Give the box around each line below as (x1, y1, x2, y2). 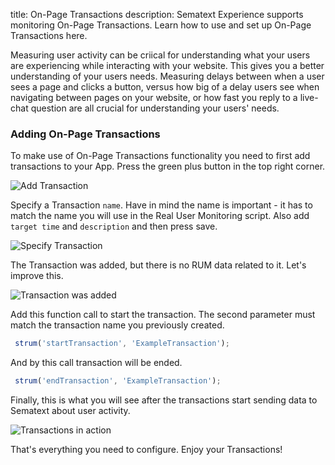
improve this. (10, 270, 64, 282)
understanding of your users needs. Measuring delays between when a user (10, 70, 325, 82)
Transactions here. (10, 30, 88, 41)
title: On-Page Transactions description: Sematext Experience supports (10, 9, 304, 20)
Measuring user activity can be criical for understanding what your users (10, 49, 311, 61)
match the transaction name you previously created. (10, 319, 225, 331)
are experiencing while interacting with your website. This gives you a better (10, 60, 325, 71)
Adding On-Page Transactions (10, 127, 161, 141)
